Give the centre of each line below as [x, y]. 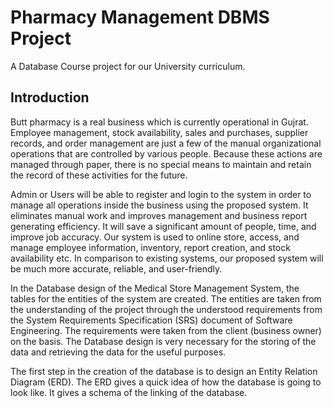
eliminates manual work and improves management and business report [159, 215]
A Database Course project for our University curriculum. [128, 66]
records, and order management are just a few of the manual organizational [166, 143]
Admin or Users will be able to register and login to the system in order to [161, 194]
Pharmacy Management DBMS [140, 17]
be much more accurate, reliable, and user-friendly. [116, 268]
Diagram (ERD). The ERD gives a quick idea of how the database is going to [166, 382]
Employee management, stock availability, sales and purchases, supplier [159, 132]
